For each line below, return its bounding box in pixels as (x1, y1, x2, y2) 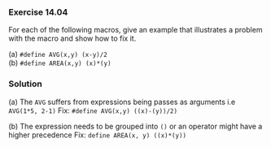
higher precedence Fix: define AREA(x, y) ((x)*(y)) (8, 129, 187, 140)
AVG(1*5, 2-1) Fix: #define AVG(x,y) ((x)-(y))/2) (8, 105, 177, 115)
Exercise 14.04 (8, 7, 68, 18)
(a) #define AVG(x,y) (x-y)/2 (8, 50, 107, 59)
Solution (8, 78, 43, 89)
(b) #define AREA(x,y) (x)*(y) (8, 58, 111, 67)
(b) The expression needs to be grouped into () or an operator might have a (8, 121, 263, 131)
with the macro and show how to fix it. (8, 33, 137, 43)
